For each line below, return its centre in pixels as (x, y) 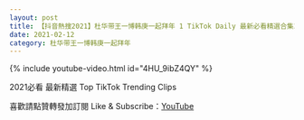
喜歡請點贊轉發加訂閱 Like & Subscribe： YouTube (102, 106)
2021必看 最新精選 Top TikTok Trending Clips (93, 88)
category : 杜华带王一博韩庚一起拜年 (70, 43)
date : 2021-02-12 (42, 34)
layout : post (34, 18)
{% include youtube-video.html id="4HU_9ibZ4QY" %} (111, 69)
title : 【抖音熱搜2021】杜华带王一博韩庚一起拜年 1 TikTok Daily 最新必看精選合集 (152, 26)
